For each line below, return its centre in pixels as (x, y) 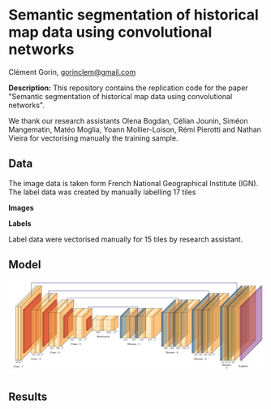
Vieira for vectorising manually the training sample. (93, 138)
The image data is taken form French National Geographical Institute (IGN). (133, 183)
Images (21, 207)
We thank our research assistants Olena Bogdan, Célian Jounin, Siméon (129, 120)
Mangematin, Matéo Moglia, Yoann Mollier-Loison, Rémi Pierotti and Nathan (135, 129)
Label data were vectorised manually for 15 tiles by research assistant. (126, 239)
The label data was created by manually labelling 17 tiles (102, 192)
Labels (20, 223)
